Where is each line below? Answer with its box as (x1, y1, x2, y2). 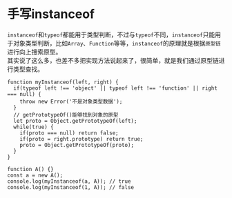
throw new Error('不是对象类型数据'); (19, 98, 123, 105)
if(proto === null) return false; (19, 129, 119, 137)
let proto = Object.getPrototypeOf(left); (13, 117, 137, 124)
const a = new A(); (7, 172, 64, 179)
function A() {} (7, 166, 54, 172)
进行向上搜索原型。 (7, 48, 62, 56)
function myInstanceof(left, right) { (7, 79, 119, 86)
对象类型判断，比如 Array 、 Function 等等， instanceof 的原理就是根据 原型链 (12, 39, 221, 47)
